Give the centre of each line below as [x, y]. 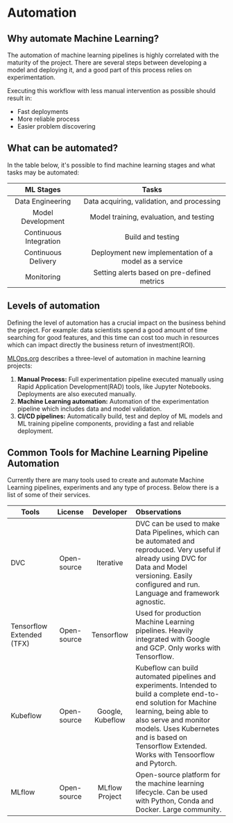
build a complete [163, 694]
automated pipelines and [176, 677]
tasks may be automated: [43, 172]
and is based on [162, 738]
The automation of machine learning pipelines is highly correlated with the [113, 55]
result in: [20, 98]
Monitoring [43, 277]
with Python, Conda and [174, 801]
